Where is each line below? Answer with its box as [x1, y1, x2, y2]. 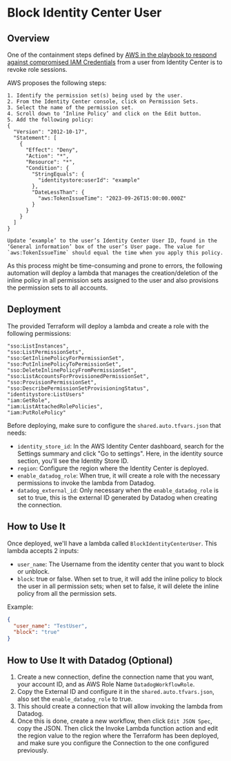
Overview [7, 32, 50, 44]
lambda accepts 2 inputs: [7, 546, 79, 554]
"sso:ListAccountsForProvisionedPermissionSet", [7, 373, 150, 379]
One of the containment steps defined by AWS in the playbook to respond [7, 50, 217, 59]
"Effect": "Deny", [25, 147, 79, 153]
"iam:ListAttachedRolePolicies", [7, 403, 103, 410]
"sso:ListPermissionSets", [7, 348, 85, 355]
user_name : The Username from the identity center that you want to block [17, 560, 224, 568]
